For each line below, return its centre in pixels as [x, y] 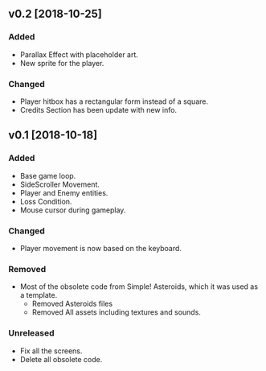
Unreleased [31, 333]
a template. [39, 295]
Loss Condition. [46, 201]
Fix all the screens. [51, 351]
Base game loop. [48, 175]
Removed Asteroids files [72, 304]
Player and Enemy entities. [64, 192]
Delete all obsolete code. [61, 359]
